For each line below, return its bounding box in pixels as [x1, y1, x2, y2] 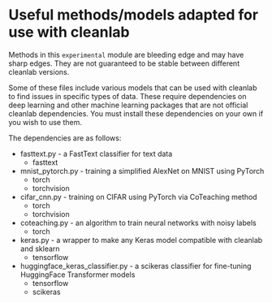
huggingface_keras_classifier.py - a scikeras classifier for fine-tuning [19, 261, 252, 271]
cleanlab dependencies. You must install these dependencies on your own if [8, 108, 264, 119]
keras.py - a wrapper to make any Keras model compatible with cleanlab [19, 235, 263, 245]
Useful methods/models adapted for [8, 6, 258, 24]
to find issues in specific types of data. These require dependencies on [8, 91, 247, 101]
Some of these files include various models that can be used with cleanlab [8, 83, 257, 93]
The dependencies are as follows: [8, 132, 122, 143]
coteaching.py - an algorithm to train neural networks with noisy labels [19, 218, 257, 227]
